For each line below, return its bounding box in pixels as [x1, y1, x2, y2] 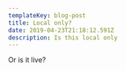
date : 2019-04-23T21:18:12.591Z [8, 26, 114, 34]
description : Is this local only [8, 33, 118, 42]
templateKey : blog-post [8, 11, 87, 20]
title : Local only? [8, 19, 72, 27]
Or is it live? [8, 55, 46, 65]
